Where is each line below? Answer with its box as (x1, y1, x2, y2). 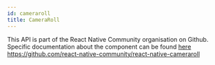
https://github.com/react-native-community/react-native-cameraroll (7, 49, 201, 58)
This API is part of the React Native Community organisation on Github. (7, 35, 209, 43)
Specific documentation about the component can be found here (7, 42, 192, 51)
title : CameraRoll (7, 16, 60, 23)
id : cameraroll (7, 10, 51, 17)
